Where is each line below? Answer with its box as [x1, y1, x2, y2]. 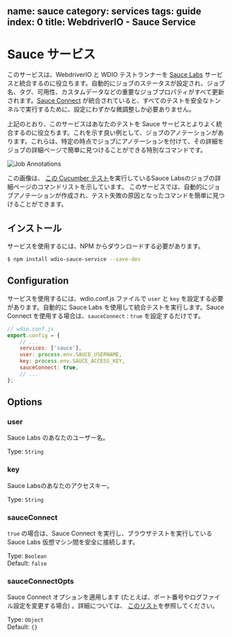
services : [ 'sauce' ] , [19, 344, 82, 352]
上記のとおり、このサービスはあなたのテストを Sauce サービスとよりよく [7, 120, 217, 128]
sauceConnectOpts [7, 576, 75, 586]
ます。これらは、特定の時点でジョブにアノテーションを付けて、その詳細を [12, 137, 224, 146]
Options [7, 396, 43, 408]
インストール [7, 222, 62, 234]
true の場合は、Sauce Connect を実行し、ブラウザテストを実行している [7, 529, 213, 537]
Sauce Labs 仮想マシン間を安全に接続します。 [7, 537, 139, 546]
